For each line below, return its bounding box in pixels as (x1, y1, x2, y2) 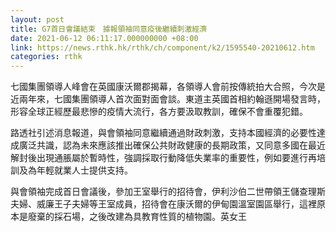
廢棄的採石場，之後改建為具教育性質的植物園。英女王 (27, 211, 247, 223)
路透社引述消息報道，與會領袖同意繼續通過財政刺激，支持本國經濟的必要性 (10, 127, 317, 139)
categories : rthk (10, 52, 83, 62)
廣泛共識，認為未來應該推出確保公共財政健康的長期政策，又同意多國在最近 (18, 139, 326, 151)
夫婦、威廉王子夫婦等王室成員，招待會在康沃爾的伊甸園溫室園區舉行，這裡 (10, 198, 317, 210)
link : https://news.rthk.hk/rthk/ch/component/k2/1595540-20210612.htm (10, 42, 315, 53)
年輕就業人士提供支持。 (36, 164, 133, 176)
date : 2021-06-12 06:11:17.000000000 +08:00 (10, 33, 199, 43)
